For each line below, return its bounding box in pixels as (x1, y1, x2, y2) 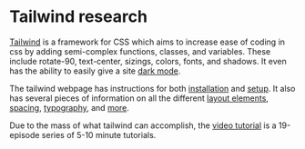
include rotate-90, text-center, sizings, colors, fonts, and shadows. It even (9, 55, 287, 66)
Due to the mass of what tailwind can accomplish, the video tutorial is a (9, 120, 277, 131)
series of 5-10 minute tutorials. (41, 129, 157, 140)
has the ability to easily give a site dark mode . (9, 65, 181, 76)
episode (9, 129, 40, 140)
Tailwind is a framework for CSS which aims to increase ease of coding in (9, 36, 285, 47)
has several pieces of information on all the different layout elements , (9, 93, 269, 104)
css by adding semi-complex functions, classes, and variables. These (9, 45, 271, 56)
